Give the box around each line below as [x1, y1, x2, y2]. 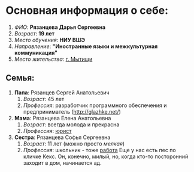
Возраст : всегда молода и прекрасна [23, 121, 120, 128]
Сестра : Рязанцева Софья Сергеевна [14, 134, 111, 141]
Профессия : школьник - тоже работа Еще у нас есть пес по [23, 146, 176, 153]
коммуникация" [14, 49, 58, 56]
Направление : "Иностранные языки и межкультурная [14, 43, 158, 50]
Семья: [5, 73, 35, 83]
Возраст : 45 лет [23, 95, 64, 102]
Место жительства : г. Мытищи [14, 55, 93, 63]
